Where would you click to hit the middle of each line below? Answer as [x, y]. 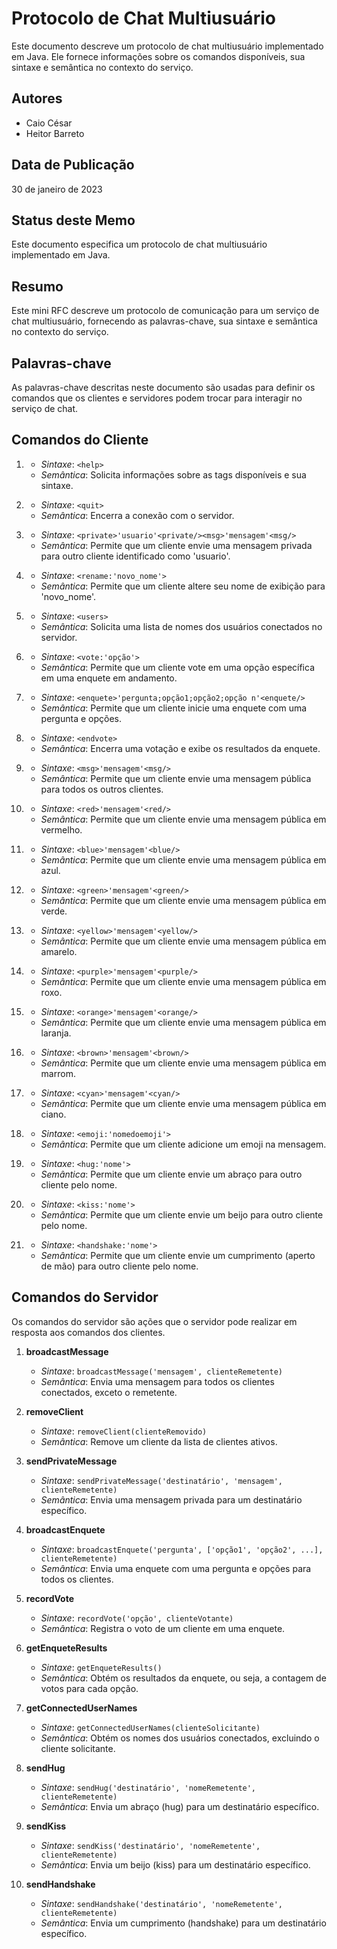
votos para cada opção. [89, 1688]
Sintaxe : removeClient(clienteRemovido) [124, 1431]
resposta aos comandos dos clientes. [88, 1332]
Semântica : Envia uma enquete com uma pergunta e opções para [176, 1568]
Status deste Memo [73, 220]
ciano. [53, 1114]
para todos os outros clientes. [102, 789]
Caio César [49, 123]
